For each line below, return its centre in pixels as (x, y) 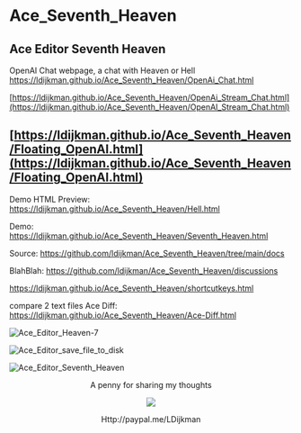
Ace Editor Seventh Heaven (88, 49)
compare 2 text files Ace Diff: (64, 305)
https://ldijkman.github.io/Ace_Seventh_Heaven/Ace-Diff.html (123, 315)
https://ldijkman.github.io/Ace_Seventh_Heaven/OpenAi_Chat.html (132, 80)
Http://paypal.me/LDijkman (151, 419)
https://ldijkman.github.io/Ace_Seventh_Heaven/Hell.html (115, 209)
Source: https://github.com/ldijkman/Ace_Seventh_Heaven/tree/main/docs (147, 253)
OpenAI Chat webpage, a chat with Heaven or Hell (102, 70)
